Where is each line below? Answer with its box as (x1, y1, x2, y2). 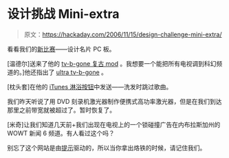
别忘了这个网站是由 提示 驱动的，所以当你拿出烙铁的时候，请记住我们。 (7, 144, 206, 152)
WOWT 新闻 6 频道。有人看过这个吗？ (7, 128, 115, 137)
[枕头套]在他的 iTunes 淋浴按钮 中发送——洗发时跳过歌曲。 (7, 82, 173, 91)
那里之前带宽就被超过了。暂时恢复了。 (7, 106, 116, 114)
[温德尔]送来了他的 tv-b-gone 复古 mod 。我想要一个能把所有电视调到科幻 (7, 59, 217, 67)
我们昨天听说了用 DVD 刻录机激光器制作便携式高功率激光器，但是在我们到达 (7, 97, 222, 105)
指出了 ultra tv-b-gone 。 (36, 68, 108, 76)
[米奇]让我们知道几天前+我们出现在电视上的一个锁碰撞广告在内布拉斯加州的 (7, 120, 221, 128)
